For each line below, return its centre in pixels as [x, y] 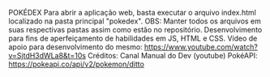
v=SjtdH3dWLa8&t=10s [47, 56]
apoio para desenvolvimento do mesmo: [76, 47]
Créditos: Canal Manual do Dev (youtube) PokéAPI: [173, 56]
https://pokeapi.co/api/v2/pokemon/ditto [76, 64]
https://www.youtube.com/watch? [201, 47]
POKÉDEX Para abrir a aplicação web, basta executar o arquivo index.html [133, 13]
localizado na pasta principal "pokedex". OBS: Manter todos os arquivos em [135, 21]
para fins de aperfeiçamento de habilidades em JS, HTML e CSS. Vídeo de [133, 38]
